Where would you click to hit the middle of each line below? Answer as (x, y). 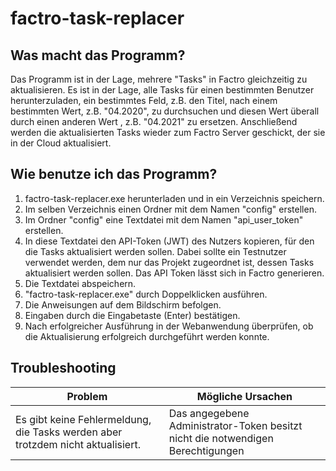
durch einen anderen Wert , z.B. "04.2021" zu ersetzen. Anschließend (154, 121)
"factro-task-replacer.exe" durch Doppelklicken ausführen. (146, 294)
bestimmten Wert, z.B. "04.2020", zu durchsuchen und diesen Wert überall (165, 111)
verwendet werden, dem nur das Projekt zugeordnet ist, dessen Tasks (169, 262)
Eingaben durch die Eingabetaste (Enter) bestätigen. (132, 315)
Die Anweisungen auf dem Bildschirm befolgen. (123, 304)
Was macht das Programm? (98, 55)
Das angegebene (209, 413)
